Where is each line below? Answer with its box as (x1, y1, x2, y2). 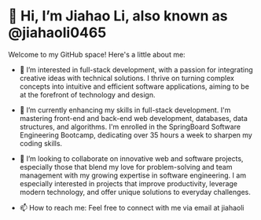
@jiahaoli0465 (8, 24, 107, 42)
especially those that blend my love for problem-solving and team (19, 162, 233, 171)
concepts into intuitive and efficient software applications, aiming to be (19, 82, 250, 91)
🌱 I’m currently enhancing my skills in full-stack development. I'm (19, 105, 231, 115)
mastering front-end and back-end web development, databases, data (19, 113, 248, 123)
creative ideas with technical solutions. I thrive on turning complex (19, 73, 234, 82)
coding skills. (19, 138, 63, 148)
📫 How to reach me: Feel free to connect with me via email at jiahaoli (19, 203, 244, 212)
